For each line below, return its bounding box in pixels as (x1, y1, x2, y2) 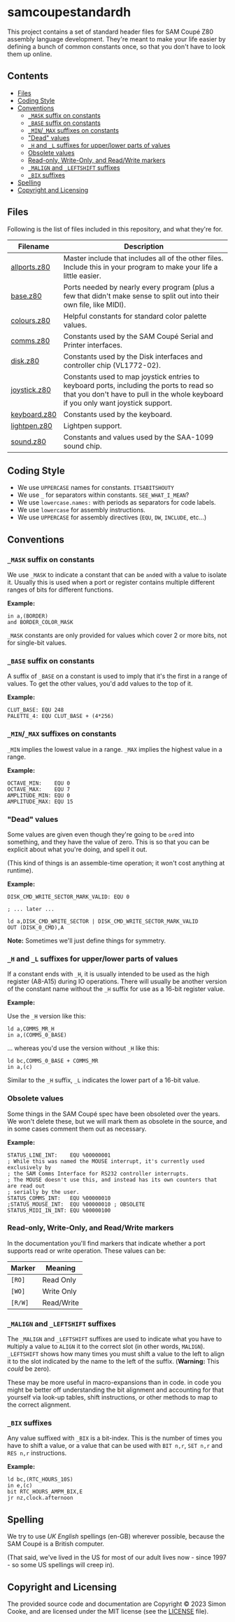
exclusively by (7, 1164, 52, 1171)
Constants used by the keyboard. (63, 409, 173, 419)
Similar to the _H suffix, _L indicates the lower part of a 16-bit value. (7, 1076, 201, 1084)
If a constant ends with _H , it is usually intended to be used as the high (7, 970, 210, 978)
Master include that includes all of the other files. (63, 253, 224, 263)
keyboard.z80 (10, 409, 57, 419)
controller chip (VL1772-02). (63, 360, 161, 370)
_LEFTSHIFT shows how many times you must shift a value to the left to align (7, 1350, 225, 1358)
